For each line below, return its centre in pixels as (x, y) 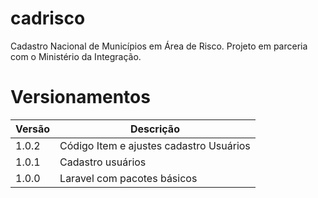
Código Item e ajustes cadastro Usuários (155, 145)
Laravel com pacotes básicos (128, 178)
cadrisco (48, 18)
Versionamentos (80, 97)
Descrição (154, 129)
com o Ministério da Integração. (76, 56)
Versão (33, 129)
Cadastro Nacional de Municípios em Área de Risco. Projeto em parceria (159, 46)
